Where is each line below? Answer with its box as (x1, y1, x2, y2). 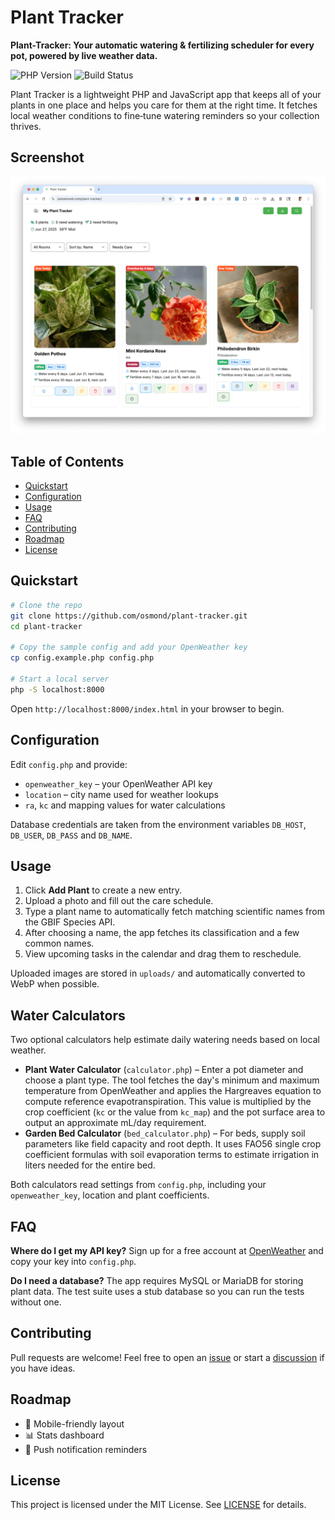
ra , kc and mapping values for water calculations (24, 799, 226, 811)
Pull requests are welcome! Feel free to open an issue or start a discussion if (10, 1351, 325, 1363)
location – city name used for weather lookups (24, 788, 219, 800)
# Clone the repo (10, 600, 83, 610)
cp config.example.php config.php (10, 653, 155, 663)
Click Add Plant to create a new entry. (24, 884, 182, 896)
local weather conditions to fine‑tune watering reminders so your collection (10, 109, 320, 121)
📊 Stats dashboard (24, 1429, 105, 1441)
